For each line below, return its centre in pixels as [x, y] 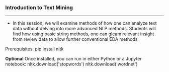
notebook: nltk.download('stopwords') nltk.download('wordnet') [71, 64]
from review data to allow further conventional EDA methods [75, 39]
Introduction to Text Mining [39, 8]
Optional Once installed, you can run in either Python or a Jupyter [73, 59]
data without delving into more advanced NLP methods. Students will [84, 29]
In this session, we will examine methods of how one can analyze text [84, 23]
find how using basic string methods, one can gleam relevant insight [83, 34]
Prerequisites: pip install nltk [34, 49]
